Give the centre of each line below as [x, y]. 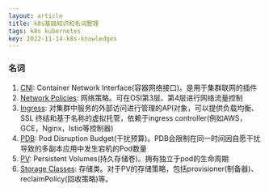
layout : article [36, 16]
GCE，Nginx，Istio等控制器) [67, 128]
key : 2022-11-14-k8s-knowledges [63, 38]
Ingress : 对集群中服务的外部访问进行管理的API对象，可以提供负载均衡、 [139, 108]
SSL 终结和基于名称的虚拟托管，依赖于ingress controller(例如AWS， [133, 117]
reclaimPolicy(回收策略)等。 [66, 178]
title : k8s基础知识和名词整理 [54, 23]
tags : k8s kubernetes [45, 31]
